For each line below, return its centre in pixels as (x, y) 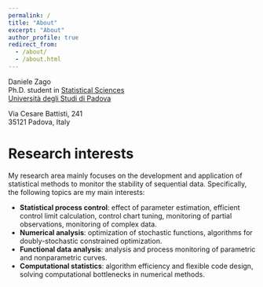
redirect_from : (33, 45)
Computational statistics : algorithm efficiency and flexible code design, (136, 266)
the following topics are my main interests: (77, 192)
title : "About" (33, 23)
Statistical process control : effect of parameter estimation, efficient (130, 207)
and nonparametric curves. (63, 257)
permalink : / (29, 15)
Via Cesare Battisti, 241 (46, 113)
